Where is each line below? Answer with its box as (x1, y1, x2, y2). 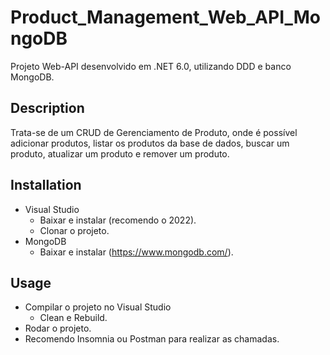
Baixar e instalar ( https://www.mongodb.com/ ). (39, 246, 234, 258)
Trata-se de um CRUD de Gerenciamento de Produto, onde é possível (10, 126, 298, 138)
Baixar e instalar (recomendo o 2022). (39, 214, 197, 226)
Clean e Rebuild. (39, 312, 108, 324)
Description (10, 100, 85, 117)
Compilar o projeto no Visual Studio (24, 301, 172, 313)
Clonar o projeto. (39, 224, 110, 236)
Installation (10, 177, 82, 194)
